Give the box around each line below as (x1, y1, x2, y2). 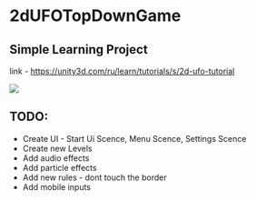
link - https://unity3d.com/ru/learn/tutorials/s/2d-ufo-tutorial (9, 65, 235, 76)
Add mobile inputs (22, 181, 91, 192)
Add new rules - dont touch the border (22, 172, 167, 183)
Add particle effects (22, 162, 97, 173)
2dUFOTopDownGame (9, 5, 182, 26)
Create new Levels (22, 143, 93, 154)
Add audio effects (22, 152, 90, 164)
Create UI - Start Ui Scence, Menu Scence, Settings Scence (22, 133, 247, 144)
